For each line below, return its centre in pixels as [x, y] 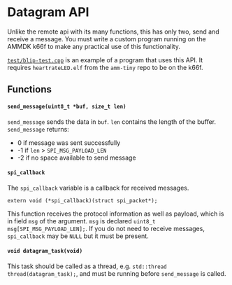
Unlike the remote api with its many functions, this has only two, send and [113, 32]
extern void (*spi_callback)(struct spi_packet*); [82, 200]
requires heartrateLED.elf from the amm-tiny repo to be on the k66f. [106, 67]
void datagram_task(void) [45, 251]
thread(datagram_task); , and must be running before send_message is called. [117, 273]
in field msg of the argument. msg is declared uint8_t [81, 221]
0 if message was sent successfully [69, 142]
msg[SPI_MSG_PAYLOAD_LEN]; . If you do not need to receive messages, [106, 228]
